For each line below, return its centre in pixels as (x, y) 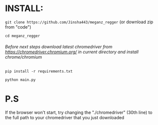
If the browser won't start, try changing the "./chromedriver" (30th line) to (79, 112)
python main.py (20, 80)
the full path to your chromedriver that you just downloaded (65, 118)
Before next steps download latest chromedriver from (59, 47)
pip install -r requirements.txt (39, 71)
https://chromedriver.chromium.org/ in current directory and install (72, 52)
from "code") (18, 27)
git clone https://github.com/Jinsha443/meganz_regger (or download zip (79, 22)
